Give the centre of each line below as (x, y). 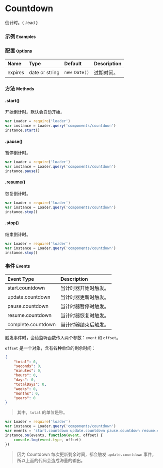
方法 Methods (20, 89)
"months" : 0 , (27, 393)
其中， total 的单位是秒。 (42, 412)
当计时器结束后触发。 (85, 325)
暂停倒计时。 (18, 153)
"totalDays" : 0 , (30, 384)
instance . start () (23, 130)
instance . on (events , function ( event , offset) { (54, 435)
